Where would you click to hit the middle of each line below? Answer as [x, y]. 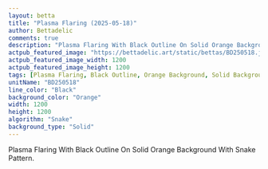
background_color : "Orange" [55, 97]
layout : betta [32, 16]
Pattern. [21, 158]
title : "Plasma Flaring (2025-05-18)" [73, 23]
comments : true [33, 38]
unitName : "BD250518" [44, 82]
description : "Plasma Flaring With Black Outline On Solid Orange [121, 45]
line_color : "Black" [43, 90]
